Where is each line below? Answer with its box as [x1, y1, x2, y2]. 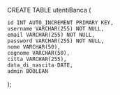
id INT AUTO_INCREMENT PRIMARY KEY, [7, 19, 114, 26]
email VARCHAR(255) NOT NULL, [7, 31, 96, 38]
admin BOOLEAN [7, 68, 49, 75]
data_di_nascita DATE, [7, 62, 73, 69]
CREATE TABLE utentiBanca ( [7, 6, 91, 14]
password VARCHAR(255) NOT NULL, [7, 37, 105, 44]
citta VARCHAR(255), [7, 55, 68, 62]
